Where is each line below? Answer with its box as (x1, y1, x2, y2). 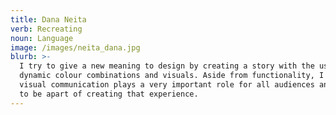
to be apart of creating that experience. (19, 89, 199, 99)
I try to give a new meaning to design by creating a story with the (19, 61, 315, 71)
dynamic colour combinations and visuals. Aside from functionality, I (19, 71, 325, 81)
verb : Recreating (10, 24, 83, 34)
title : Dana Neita (10, 14, 87, 25)
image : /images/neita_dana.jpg (10, 42, 141, 53)
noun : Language (10, 33, 74, 43)
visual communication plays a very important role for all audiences (19, 80, 315, 90)
